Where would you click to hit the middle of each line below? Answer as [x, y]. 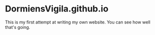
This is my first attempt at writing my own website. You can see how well [78, 22]
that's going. [18, 27]
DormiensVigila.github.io [57, 9]
